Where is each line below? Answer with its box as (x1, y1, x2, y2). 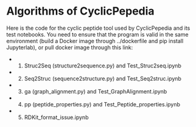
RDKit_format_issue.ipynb (24, 114, 89, 121)
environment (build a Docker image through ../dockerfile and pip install (6, 37, 184, 44)
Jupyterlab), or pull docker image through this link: (6, 44, 133, 51)
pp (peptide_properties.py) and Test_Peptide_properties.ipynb (24, 100, 181, 108)
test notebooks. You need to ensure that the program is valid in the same (6, 30, 189, 38)
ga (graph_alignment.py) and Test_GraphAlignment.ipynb (24, 88, 167, 95)
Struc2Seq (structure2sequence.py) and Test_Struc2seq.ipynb (24, 62, 181, 69)
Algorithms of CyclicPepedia (6, 4, 155, 18)
